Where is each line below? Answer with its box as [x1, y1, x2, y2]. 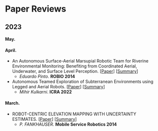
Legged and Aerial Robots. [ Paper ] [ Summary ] [12, 84, 105, 90]
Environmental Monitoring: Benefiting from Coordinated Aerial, [12, 63, 138, 69]
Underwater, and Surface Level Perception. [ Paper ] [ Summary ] [12, 68, 139, 74]
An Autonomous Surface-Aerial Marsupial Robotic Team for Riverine [12, 58, 149, 64]
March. [5, 100, 20, 106]
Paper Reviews [5, 3, 67, 15]
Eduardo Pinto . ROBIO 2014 [19, 74, 75, 80]
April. [5, 47, 17, 53]
